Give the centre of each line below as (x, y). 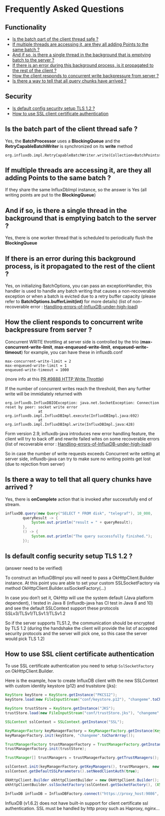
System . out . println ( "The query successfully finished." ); (92, 536)
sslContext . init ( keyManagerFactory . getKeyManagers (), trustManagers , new (82, 767)
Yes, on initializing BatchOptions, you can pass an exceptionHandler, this (79, 286)
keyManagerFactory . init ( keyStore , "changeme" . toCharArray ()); (70, 735)
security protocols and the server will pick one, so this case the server (76, 633)
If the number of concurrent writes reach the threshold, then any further (78, 388)
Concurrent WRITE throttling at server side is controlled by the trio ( (73, 341)
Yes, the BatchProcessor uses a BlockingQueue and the (63, 141)
